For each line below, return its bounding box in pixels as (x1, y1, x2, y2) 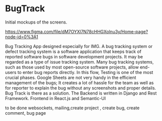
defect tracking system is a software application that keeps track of (5, 48, 141, 54)
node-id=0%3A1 (5, 34, 38, 40)
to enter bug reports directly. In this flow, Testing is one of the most (17, 69, 154, 75)
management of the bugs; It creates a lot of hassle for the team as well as (5, 79, 154, 86)
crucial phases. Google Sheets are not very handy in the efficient (5, 74, 136, 80)
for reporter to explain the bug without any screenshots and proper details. (5, 85, 156, 91)
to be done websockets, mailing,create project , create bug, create (5, 105, 140, 111)
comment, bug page (5, 110, 46, 116)
